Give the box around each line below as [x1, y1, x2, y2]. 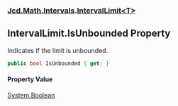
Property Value [7, 75, 53, 83]
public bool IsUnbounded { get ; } [7, 59, 110, 67]
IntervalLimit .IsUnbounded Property [7, 28, 171, 40]
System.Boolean [7, 90, 55, 99]
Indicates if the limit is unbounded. [7, 46, 109, 54]
